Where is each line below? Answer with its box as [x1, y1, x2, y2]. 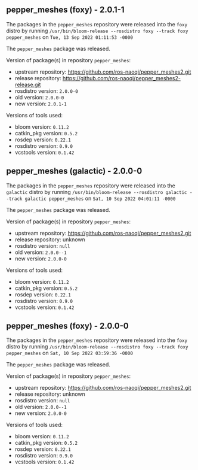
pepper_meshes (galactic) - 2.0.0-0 [6, 166, 143, 176]
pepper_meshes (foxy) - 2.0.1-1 [6, 5, 125, 15]
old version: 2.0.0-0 [14, 93, 64, 101]
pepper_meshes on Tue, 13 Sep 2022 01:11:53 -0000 [6, 33, 133, 41]
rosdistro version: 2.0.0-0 [14, 87, 79, 95]
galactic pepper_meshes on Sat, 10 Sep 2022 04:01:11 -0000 [24, 195, 176, 202]
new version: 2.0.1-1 [14, 100, 67, 107]
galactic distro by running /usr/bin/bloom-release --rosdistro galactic [6, 188, 187, 195]
